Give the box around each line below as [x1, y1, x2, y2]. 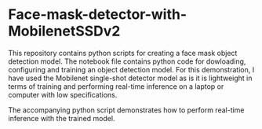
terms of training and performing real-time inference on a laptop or [8, 81, 224, 91]
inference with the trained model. [8, 113, 115, 123]
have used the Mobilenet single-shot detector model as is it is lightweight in [8, 73, 253, 83]
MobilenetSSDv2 [8, 22, 121, 40]
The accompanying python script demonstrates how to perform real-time [8, 105, 245, 115]
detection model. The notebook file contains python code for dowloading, [8, 57, 246, 66]
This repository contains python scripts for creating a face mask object [8, 48, 238, 57]
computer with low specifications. [8, 90, 118, 99]
